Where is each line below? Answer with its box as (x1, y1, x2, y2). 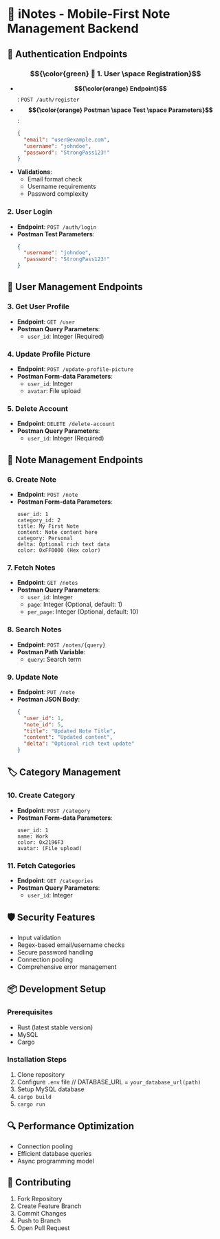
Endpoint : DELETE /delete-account (16, 419, 115, 428)
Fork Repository (16, 1195, 63, 1203)
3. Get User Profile (7, 302, 70, 311)
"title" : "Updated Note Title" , (23, 728, 116, 735)
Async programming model (16, 1157, 95, 1165)
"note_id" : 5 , (23, 721, 64, 728)
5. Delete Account (7, 403, 69, 413)
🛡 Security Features (7, 912, 96, 924)
